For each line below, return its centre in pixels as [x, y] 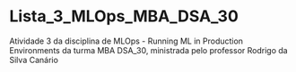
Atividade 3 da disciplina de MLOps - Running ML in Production [126, 41]
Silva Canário [34, 60]
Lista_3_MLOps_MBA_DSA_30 [124, 16]
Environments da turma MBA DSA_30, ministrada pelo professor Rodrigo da [149, 50]
